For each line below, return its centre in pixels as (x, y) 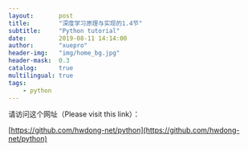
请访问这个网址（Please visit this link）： (74, 114)
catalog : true (41, 68)
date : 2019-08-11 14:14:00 (68, 38)
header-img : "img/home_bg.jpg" (64, 53)
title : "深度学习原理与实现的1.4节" (75, 23)
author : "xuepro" (48, 46)
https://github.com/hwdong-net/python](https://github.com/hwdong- (125, 130)
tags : (17, 83)
